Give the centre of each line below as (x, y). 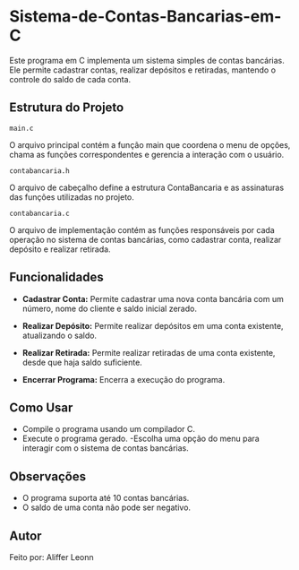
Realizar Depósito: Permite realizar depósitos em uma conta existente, (153, 325)
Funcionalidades (57, 277)
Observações (48, 476)
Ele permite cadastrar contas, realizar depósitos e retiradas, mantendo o (142, 70)
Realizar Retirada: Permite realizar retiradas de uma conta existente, (149, 352)
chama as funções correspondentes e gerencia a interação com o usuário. (147, 154)
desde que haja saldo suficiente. (82, 362)
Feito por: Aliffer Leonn (51, 557)
